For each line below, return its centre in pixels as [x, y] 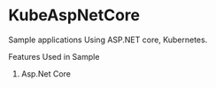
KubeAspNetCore [74, 15]
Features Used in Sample [54, 56]
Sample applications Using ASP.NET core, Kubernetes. [108, 40]
